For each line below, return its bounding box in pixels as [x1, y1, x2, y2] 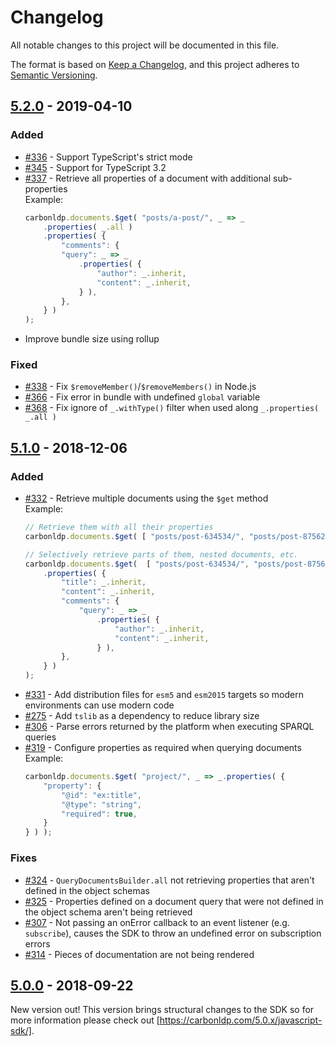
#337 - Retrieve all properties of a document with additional [24, 172, 272, 184]
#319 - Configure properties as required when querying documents [24, 742, 302, 754]
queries [24, 731, 57, 743]
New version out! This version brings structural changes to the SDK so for [10, 1004, 315, 1016]
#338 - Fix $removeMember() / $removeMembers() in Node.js [24, 381, 257, 393]
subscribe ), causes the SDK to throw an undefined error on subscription [24, 927, 322, 939]
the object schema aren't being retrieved [24, 906, 193, 918]
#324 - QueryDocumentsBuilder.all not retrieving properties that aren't [24, 874, 315, 886]
